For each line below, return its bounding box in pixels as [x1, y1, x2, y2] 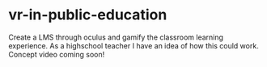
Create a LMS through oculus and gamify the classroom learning [8, 32, 224, 42]
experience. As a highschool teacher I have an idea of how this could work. [8, 40, 259, 50]
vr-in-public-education [8, 6, 167, 24]
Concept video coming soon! [8, 49, 105, 59]
